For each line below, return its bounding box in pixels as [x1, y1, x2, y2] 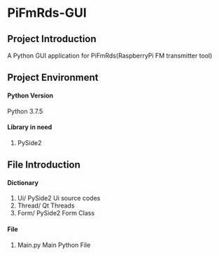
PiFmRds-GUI [7, 5, 87, 21]
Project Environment [7, 72, 99, 83]
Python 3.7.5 [7, 107, 43, 115]
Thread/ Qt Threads [17, 201, 75, 210]
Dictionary [7, 178, 38, 187]
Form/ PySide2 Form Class [17, 209, 95, 217]
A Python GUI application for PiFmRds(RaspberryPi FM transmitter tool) [7, 51, 213, 60]
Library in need [7, 123, 52, 131]
